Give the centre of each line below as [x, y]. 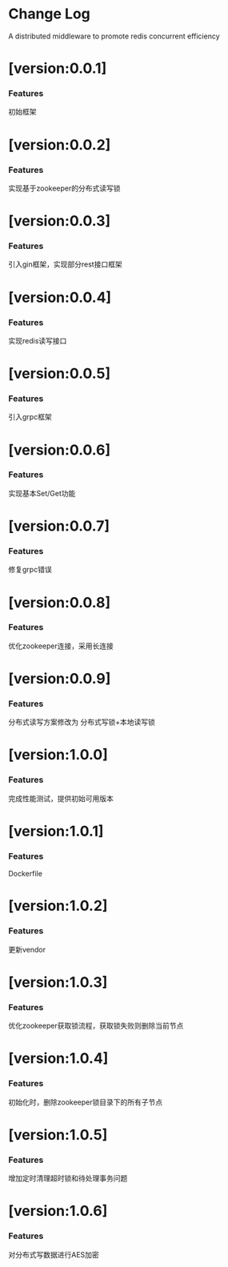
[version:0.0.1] [58, 68]
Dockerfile [25, 874]
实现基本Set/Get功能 [42, 493]
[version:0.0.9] [60, 679]
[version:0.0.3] [60, 221]
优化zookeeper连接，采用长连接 [61, 646]
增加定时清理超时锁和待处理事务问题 [68, 1178]
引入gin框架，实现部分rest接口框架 [65, 264]
